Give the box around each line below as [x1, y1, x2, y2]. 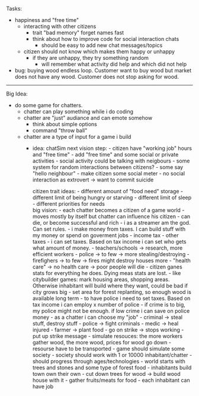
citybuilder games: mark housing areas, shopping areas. [32, 276, 170, 283]
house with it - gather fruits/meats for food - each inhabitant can [32, 376, 191, 384]
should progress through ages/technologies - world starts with [32, 358, 185, 365]
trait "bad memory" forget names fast [32, 29, 124, 36]
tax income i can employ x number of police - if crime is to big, [32, 301, 185, 308]
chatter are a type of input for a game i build [23, 133, 131, 140]
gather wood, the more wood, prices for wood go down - [32, 339, 172, 346]
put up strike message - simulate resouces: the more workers [32, 333, 182, 340]
